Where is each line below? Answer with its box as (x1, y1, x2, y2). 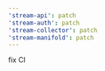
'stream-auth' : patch (8, 19, 80, 27)
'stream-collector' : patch (8, 26, 98, 34)
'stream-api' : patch (8, 11, 77, 20)
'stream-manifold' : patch (8, 33, 94, 42)
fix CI (8, 55, 26, 65)
